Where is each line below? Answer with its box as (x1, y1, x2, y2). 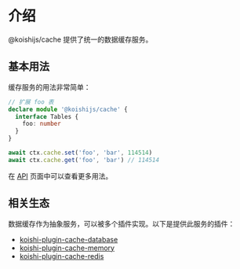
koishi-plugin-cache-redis (19, 251, 104, 260)
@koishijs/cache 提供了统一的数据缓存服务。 (8, 35, 153, 44)
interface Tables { (15, 112, 79, 120)
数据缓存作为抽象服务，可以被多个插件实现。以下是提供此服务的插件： (8, 219, 235, 228)
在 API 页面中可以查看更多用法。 (8, 171, 113, 181)
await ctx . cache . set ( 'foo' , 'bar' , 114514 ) (8, 149, 153, 157)
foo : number (22, 120, 61, 128)
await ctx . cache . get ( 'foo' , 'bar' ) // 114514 (8, 156, 159, 164)
